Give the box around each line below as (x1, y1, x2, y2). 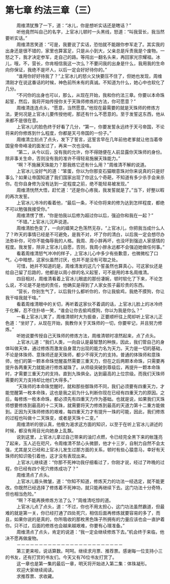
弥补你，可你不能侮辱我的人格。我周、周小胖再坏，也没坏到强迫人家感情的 (9, 238, 165, 244)
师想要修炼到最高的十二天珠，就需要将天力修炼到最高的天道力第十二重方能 (5, 402, 160, 408)
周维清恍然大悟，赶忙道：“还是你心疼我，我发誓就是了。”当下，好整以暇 (16, 187, 164, 193)
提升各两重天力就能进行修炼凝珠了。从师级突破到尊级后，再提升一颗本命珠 (5, 364, 160, 370)
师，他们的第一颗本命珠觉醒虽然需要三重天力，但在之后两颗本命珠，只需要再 (5, 358, 165, 364)
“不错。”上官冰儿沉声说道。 (16, 218, 72, 224)
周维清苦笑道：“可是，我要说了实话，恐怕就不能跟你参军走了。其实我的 (16, 41, 165, 47)
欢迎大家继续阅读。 (16, 567, 57, 573)
